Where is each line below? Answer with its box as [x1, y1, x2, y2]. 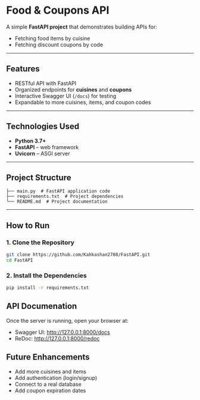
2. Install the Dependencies [6, 271, 87, 279]
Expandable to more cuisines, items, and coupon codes [14, 99, 151, 106]
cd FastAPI [6, 257, 33, 263]
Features [6, 64, 40, 74]
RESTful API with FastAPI [14, 80, 77, 87]
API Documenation [6, 301, 77, 311]
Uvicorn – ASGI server [14, 150, 70, 157]
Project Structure [6, 172, 71, 182]
